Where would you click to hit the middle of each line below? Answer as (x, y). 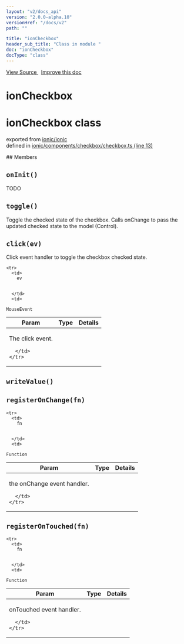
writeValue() (30, 381)
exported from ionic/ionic (37, 139)
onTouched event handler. (45, 610)
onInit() (22, 175)
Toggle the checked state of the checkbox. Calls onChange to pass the (92, 220)
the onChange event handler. (49, 483)
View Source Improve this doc (44, 72)
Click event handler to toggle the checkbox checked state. (77, 257)
